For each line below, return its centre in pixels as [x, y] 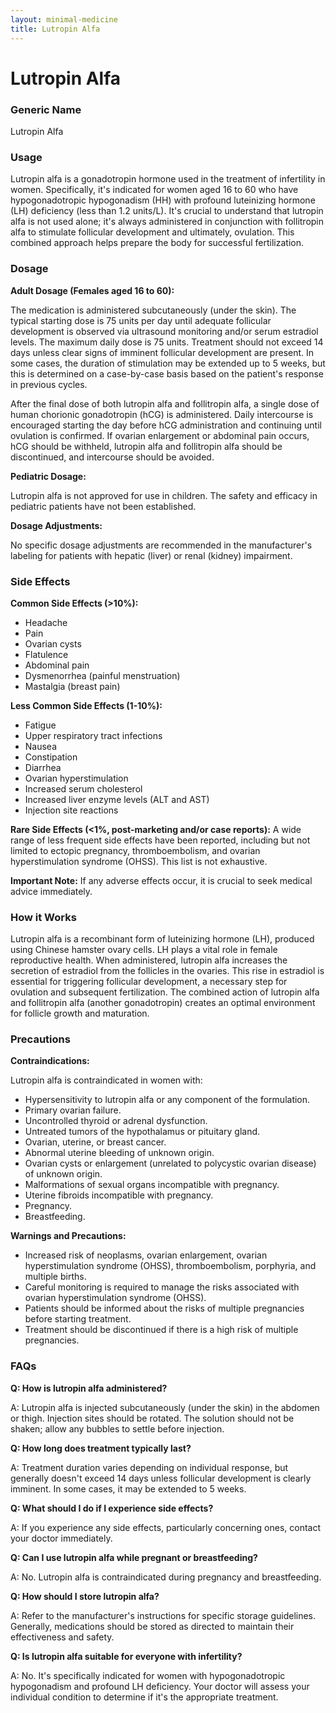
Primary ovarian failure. [73, 1110]
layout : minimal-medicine [64, 19]
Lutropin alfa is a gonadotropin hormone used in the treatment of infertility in [168, 179]
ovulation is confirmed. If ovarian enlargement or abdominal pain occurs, [160, 435]
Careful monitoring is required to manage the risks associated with [162, 1287]
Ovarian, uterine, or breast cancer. [95, 1142]
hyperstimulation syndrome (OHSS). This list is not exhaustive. [139, 861]
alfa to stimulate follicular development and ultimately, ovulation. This [152, 232]
